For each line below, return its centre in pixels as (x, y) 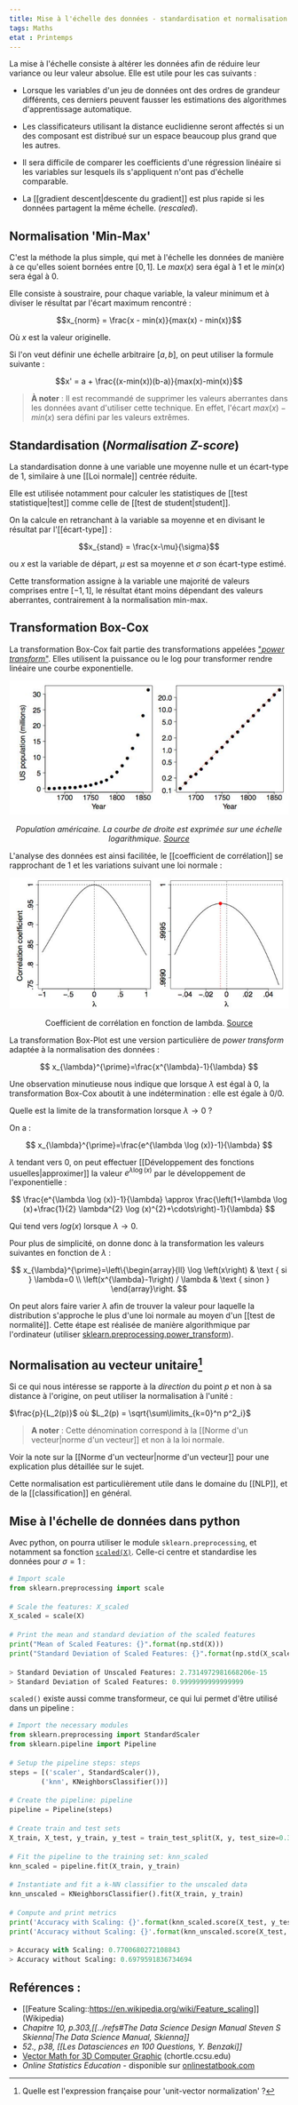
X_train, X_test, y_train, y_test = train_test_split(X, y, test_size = (144, 1838)
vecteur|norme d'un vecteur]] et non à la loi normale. (127, 1440)
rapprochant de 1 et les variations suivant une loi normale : (116, 865)
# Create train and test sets (65, 1829)
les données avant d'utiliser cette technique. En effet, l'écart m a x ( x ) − (158, 408)
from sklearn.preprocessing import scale (87, 1588)
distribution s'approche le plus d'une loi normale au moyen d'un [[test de (142, 1315)
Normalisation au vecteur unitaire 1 (106, 1363)
